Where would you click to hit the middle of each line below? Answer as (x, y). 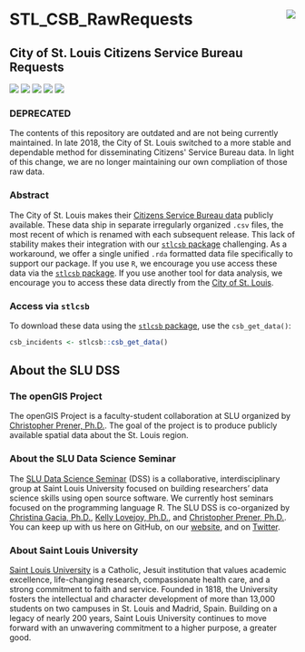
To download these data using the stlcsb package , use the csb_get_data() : (150, 326)
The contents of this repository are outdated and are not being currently (144, 133)
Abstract (30, 195)
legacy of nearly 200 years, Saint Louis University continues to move (138, 618)
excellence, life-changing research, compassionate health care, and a (140, 579)
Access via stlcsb (49, 306)
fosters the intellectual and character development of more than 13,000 (142, 599)
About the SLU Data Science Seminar (93, 459)
